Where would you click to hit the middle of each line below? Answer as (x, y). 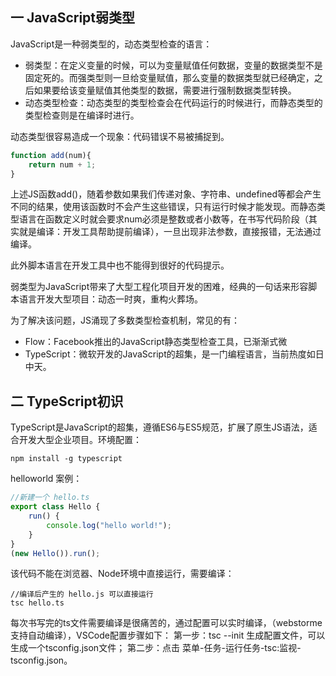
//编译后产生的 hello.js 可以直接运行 (82, 594)
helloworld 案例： (46, 479)
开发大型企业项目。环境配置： (80, 440)
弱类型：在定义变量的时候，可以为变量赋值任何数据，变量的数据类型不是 (173, 65)
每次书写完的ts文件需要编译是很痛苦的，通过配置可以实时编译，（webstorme (166, 623)
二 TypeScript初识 (67, 401)
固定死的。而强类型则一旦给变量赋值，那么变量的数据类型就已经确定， (169, 77)
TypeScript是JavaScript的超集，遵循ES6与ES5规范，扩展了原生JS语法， (159, 427)
